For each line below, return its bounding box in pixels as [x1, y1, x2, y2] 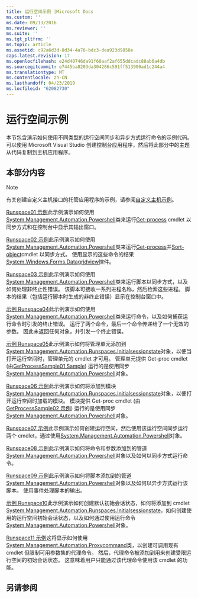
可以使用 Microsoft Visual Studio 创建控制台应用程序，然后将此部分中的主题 [6, 141, 190, 148]
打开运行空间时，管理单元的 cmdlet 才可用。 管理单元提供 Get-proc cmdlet [6, 355, 188, 362]
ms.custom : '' [6, 14, 41, 20]
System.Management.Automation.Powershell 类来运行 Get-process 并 [6, 243, 172, 250]
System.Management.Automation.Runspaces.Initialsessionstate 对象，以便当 [6, 348, 192, 355]
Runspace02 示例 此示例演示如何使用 [6, 236, 96, 243]
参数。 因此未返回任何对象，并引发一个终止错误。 [6, 327, 127, 335]
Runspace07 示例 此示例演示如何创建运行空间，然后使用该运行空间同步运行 [6, 425, 189, 432]
